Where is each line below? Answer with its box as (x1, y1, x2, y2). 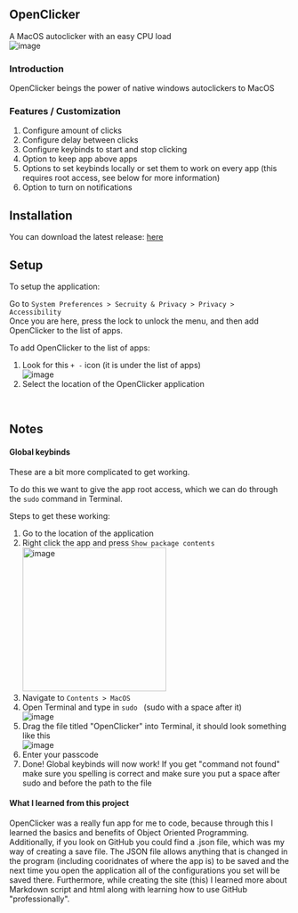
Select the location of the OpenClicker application (21, 379, 205, 390)
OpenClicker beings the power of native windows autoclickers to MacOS (9, 83, 275, 94)
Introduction (9, 62, 64, 75)
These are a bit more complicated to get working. (9, 466, 190, 477)
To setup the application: (9, 281, 101, 292)
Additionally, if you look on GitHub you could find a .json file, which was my (9, 836, 285, 847)
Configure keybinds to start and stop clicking (21, 144, 188, 155)
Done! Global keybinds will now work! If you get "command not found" (21, 758, 280, 769)
